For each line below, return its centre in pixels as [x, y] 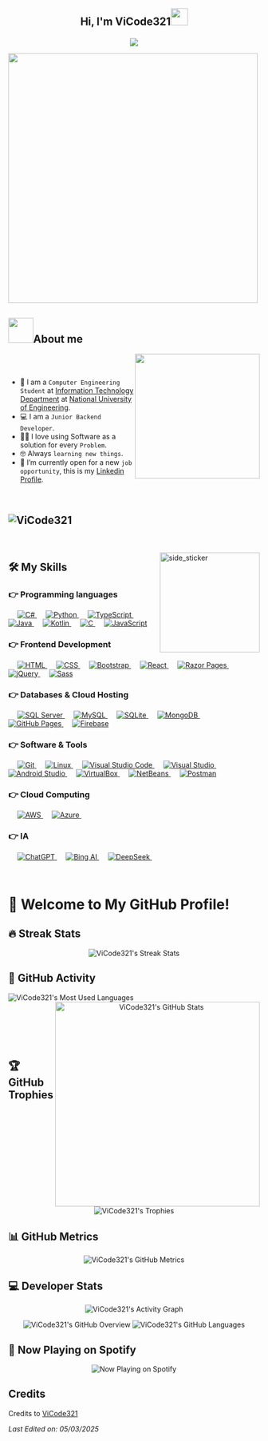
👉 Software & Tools [48, 744]
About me [58, 339]
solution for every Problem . [63, 445]
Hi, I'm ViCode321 [126, 22]
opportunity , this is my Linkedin [72, 471]
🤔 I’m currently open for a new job [76, 462]
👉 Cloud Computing [49, 795]
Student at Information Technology [77, 391]
